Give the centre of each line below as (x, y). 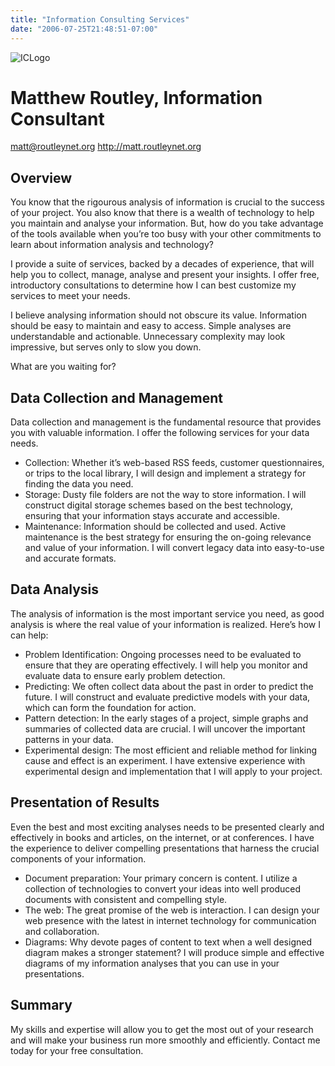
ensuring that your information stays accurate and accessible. (152, 516)
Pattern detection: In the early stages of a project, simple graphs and (166, 718)
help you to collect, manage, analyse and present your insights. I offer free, (165, 275)
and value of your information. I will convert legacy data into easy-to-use (174, 548)
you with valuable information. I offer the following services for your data (160, 433)
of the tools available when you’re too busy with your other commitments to (166, 234)
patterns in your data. (69, 739)
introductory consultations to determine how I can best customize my (153, 285)
